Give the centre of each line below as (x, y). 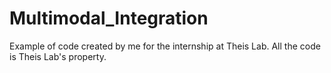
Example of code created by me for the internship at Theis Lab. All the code (165, 46)
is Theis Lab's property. (58, 56)
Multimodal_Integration (109, 18)
